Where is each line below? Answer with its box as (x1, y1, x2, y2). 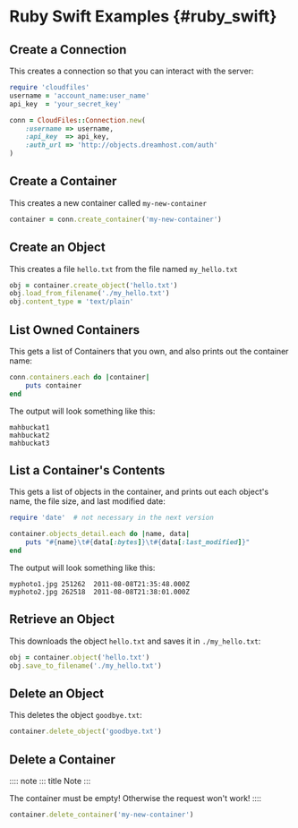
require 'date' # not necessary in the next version (9, 513, 215, 523)
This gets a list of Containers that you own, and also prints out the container (9, 346, 289, 356)
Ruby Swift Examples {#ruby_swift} (9, 6, 277, 27)
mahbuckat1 (9, 423, 50, 431)
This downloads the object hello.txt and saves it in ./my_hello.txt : (9, 636, 261, 646)
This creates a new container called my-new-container (9, 197, 208, 208)
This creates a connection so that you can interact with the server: (9, 65, 254, 76)
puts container (25, 380, 82, 390)
